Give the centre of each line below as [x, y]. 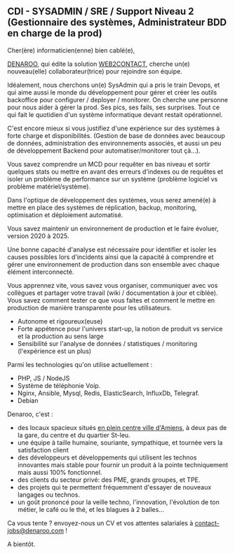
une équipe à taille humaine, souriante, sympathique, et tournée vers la [120, 442]
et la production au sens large [60, 336]
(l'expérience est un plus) [54, 351]
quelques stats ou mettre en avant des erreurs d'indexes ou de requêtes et [115, 172]
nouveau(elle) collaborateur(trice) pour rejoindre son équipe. [95, 71]
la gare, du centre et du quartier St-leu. [74, 435]
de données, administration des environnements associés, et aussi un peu [114, 143]
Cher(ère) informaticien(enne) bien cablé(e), [71, 50]
